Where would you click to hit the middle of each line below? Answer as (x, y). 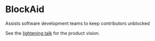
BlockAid (25, 9)
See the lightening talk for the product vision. (53, 33)
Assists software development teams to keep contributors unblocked (78, 23)
